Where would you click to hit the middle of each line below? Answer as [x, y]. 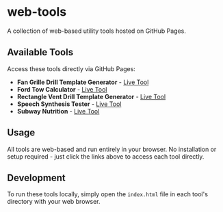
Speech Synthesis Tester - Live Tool [69, 104]
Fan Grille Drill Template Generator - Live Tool [83, 82]
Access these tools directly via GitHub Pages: [71, 68]
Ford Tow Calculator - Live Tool [62, 89]
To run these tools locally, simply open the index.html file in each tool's [108, 194]
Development [37, 177]
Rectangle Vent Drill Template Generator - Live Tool [91, 96]
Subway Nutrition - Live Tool [58, 111]
